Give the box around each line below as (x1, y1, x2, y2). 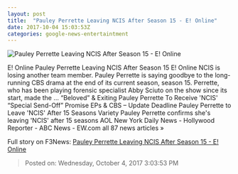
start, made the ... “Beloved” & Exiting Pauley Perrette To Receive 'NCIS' (7, 94, 218, 102)
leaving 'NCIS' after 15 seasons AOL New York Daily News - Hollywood (7, 116, 215, 125)
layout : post (7, 10, 46, 18)
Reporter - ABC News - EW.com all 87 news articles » (7, 124, 165, 132)
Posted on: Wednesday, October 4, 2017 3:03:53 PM (24, 159, 179, 168)
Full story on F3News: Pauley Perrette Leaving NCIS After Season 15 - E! (7, 138, 219, 146)
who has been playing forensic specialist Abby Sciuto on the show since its (7, 86, 227, 94)
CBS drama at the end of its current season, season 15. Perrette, (31, 79, 220, 87)
